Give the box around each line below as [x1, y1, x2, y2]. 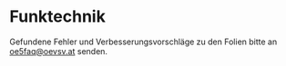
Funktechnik [9, 6, 107, 27]
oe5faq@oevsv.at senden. [9, 45, 107, 56]
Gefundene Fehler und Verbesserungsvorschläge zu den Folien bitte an [9, 36, 278, 47]
